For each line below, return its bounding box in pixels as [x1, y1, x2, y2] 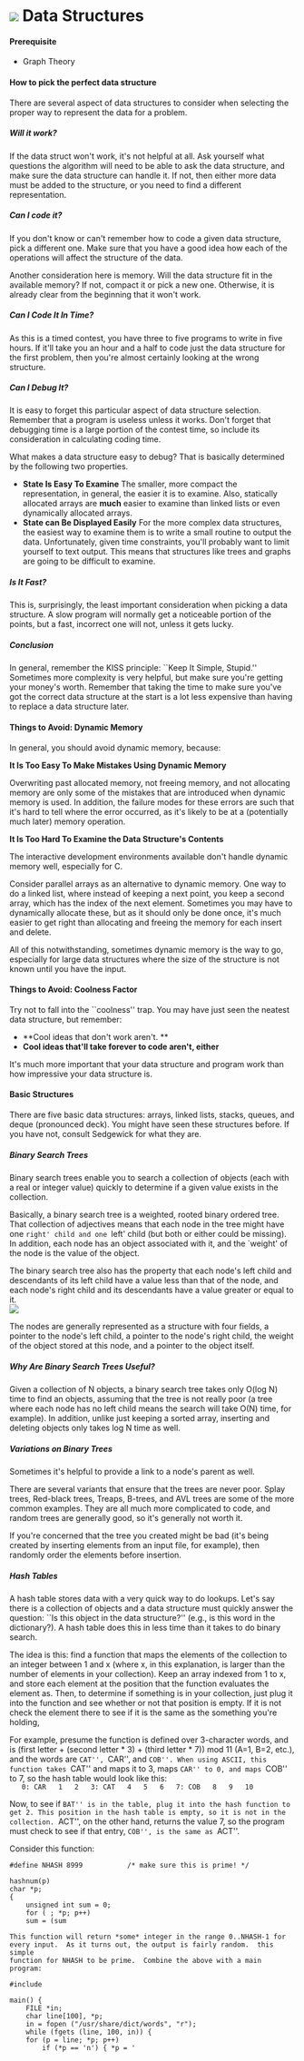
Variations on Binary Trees [9, 1443, 113, 1454]
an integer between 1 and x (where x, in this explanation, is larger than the [9, 1658, 286, 1670]
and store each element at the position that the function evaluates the [9, 1678, 270, 1689]
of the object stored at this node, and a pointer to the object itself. [9, 1340, 255, 1350]
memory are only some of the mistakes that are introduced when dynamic [9, 787, 286, 798]
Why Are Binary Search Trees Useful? [9, 1360, 156, 1371]
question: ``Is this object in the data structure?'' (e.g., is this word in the [9, 1612, 276, 1623]
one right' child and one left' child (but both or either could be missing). [9, 1228, 288, 1239]
